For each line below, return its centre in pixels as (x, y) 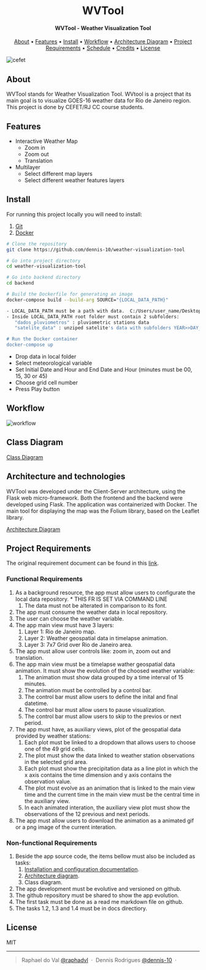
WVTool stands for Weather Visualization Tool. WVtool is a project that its (99, 94)
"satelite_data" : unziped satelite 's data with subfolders (93, 328)
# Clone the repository (37, 244)
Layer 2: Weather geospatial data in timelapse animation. (96, 638)
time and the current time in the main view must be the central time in (112, 794)
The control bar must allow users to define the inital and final (101, 697)
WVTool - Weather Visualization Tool (103, 28)
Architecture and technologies (66, 477)
